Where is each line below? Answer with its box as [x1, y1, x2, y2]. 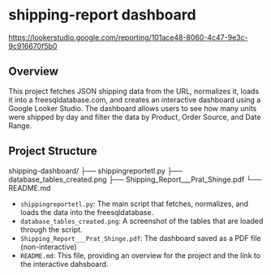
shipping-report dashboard [8, 6, 196, 24]
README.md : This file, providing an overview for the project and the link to [19, 250, 261, 260]
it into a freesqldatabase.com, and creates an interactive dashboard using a [8, 95, 261, 105]
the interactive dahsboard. [19, 259, 109, 269]
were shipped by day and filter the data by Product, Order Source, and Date [8, 112, 261, 122]
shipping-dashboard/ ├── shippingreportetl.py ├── [8, 165, 183, 175]
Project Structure [8, 144, 97, 158]
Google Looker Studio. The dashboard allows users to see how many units [8, 103, 257, 113]
